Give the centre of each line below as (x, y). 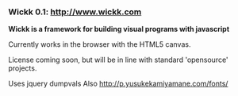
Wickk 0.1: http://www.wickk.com (75, 12)
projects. (23, 68)
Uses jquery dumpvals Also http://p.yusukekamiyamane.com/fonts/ (118, 84)
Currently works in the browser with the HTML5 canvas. (100, 44)
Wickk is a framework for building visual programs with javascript (119, 29)
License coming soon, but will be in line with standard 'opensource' (118, 60)
